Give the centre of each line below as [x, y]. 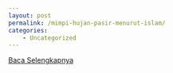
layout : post [30, 15]
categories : [28, 30]
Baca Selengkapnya [41, 60]
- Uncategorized [50, 38]
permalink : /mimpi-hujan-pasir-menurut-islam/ [87, 23]
